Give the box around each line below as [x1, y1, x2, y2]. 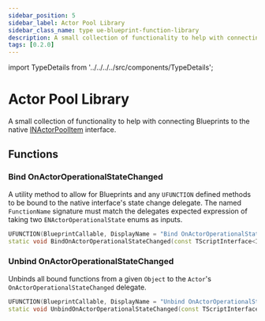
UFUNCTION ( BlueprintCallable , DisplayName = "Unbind [8, 297, 185, 305]
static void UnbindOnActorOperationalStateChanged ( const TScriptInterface [8, 305, 259, 313]
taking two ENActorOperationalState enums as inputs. [8, 214, 183, 224]
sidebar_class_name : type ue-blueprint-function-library [8, 26, 200, 34]
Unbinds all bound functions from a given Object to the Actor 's [8, 274, 211, 283]
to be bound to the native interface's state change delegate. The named [8, 198, 242, 207]
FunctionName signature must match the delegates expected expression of [8, 206, 248, 216]
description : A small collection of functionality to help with [8, 33, 224, 42]
